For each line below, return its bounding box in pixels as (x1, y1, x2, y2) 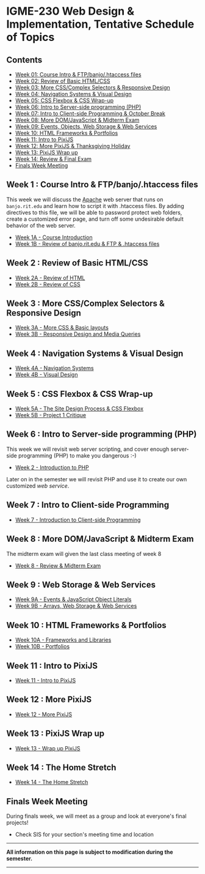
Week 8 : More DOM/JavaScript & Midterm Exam (6, 534, 194, 544)
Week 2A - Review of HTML (15, 274, 85, 281)
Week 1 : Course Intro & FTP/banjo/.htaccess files (6, 179, 198, 190)
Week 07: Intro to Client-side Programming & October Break (15, 110, 166, 117)
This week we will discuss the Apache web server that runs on (6, 196, 164, 203)
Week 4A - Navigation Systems (15, 365, 94, 372)
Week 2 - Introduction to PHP (15, 464, 90, 471)
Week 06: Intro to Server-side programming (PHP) (15, 103, 142, 111)
